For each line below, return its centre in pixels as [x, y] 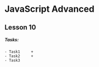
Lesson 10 [20, 27]
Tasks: [12, 40]
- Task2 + [19, 56]
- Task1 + [19, 52]
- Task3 [12, 60]
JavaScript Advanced [49, 9]
